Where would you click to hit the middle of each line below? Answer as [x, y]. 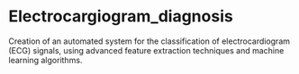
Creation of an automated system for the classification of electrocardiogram [149, 41]
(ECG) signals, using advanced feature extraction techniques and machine [146, 50]
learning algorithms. [45, 60]
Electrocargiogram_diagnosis [121, 16]
